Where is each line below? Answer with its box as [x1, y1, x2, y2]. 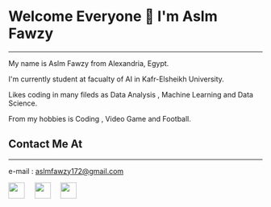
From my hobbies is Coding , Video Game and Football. [8, 114, 192, 123]
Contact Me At [8, 137, 83, 151]
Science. [8, 98, 38, 108]
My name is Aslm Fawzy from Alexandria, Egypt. [8, 58, 169, 68]
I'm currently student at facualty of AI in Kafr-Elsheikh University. [8, 74, 224, 84]
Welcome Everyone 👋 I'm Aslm [8, 7, 218, 26]
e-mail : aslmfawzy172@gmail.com [8, 166, 124, 176]
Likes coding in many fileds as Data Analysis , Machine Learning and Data [8, 89, 254, 99]
